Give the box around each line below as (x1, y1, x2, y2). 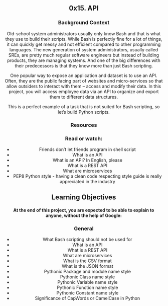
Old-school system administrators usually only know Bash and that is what (7, 30, 161, 37)
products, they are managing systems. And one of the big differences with (7, 57, 161, 63)
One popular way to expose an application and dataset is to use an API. (10, 72, 157, 79)
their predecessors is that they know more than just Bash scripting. (14, 62, 153, 68)
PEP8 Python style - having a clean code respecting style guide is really (13, 173, 162, 179)
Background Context (58, 19, 110, 26)
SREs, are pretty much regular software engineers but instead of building (9, 52, 159, 58)
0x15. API (69, 4, 99, 13)
